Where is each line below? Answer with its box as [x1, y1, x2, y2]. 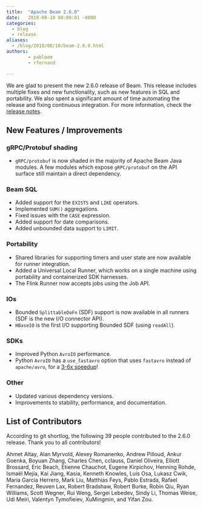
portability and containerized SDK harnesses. [15, 273, 128, 280]
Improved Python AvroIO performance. [15, 350, 111, 358]
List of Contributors [6, 417, 82, 427]
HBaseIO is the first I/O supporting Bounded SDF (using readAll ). [15, 321, 176, 329]
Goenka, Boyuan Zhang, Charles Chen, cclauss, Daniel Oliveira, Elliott [6, 457, 180, 465]
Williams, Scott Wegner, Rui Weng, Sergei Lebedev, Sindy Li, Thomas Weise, [6, 490, 198, 497]
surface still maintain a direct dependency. [15, 170, 122, 177]
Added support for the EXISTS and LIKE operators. [15, 199, 139, 207]
